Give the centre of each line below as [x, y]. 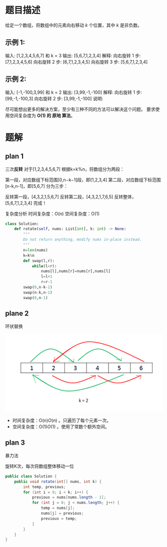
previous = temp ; [59, 518]
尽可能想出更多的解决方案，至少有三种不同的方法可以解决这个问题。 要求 [80, 109]
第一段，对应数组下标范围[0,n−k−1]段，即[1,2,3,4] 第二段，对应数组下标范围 [83, 180]
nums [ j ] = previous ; [62, 513]
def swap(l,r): [39, 261]
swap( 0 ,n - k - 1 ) [38, 287]
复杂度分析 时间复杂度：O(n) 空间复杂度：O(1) [52, 213]
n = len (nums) [36, 250]
